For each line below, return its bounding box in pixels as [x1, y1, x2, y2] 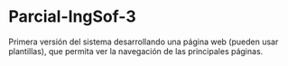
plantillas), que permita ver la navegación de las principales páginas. [8, 45, 264, 56]
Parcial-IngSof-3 [8, 6, 136, 27]
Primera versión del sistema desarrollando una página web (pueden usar [8, 36, 279, 47]
